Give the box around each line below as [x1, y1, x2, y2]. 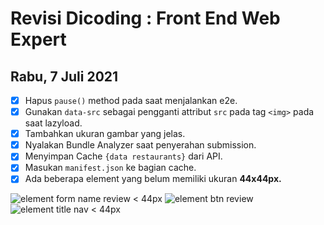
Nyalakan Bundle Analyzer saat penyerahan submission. [24, 139, 257, 151]
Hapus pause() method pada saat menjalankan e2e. [24, 95, 238, 106]
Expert [10, 28, 67, 51]
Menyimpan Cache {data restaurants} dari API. [24, 150, 223, 162]
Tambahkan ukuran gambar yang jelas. [24, 128, 186, 140]
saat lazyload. [24, 117, 83, 129]
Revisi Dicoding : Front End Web [10, 7, 281, 30]
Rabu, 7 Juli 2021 [10, 68, 119, 85]
